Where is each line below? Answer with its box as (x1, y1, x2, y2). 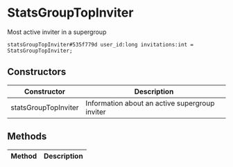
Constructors (7, 66, 67, 78)
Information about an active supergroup (85, 98, 215, 108)
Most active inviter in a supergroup (7, 28, 107, 36)
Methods (7, 130, 47, 143)
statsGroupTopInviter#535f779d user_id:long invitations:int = (7, 41, 194, 48)
